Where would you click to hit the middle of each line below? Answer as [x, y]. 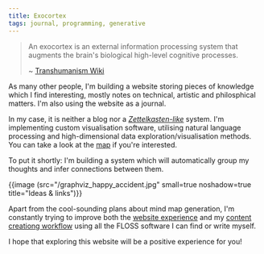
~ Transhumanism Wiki [66, 70]
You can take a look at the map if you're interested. [93, 144]
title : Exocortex [37, 16]
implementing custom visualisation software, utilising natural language [125, 127]
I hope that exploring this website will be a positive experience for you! [126, 241]
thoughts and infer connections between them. [86, 169]
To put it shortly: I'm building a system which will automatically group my [129, 160]
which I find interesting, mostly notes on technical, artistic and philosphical [132, 94]
